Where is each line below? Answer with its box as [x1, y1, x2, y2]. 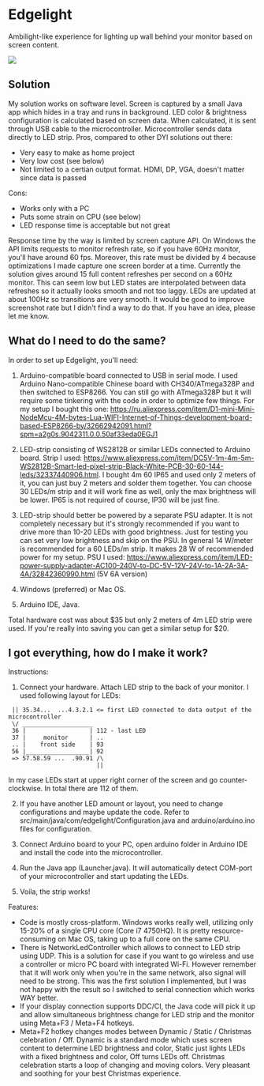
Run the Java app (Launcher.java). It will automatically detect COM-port [19, 863, 253, 873]
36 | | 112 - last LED [11, 727, 147, 735]
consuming [19, 934, 57, 944]
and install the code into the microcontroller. [19, 848, 163, 858]
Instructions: [8, 667, 49, 677]
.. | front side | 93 [11, 741, 104, 749]
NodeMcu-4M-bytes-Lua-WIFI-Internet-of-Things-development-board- [19, 413, 253, 422]
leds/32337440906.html [19, 469, 99, 479]
